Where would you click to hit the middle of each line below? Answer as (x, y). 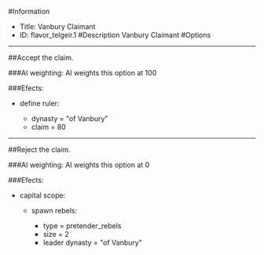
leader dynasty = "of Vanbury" (93, 242)
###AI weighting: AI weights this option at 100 (82, 73)
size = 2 (56, 234)
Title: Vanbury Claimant (57, 26)
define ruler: (39, 103)
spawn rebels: (54, 211)
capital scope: (42, 195)
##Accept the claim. (41, 57)
